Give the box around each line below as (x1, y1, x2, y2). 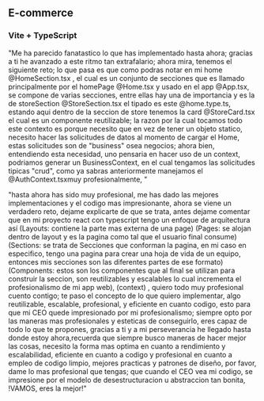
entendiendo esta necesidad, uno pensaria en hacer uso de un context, (8, 149, 241, 158)
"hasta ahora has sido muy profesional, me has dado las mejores (8, 189, 219, 199)
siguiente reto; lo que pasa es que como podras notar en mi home (8, 65, 223, 74)
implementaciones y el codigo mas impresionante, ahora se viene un (8, 198, 232, 208)
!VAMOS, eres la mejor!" (8, 384, 87, 393)
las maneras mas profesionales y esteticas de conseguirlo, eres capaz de (8, 316, 247, 326)
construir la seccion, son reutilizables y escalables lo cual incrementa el (8, 273, 242, 284)
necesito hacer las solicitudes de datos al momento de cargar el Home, (8, 132, 239, 142)
